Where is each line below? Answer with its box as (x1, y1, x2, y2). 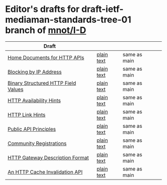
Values (7, 86, 24, 92)
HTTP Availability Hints (7, 97, 61, 104)
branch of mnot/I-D (5, 25, 86, 36)
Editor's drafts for (5, 3, 80, 15)
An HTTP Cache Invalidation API (7, 168, 83, 175)
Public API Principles (7, 125, 56, 132)
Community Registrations (7, 140, 67, 147)
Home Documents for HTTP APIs (7, 54, 84, 61)
